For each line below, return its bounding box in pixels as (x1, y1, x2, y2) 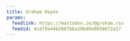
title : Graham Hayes (6, 8, 59, 15)
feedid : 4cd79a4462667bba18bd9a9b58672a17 (12, 25, 121, 32)
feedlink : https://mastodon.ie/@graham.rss (12, 20, 124, 26)
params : (6, 14, 26, 20)
